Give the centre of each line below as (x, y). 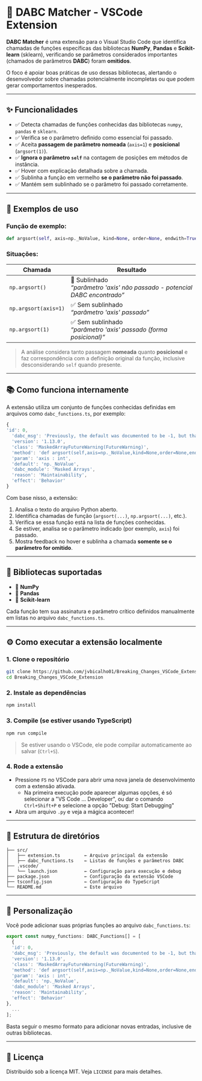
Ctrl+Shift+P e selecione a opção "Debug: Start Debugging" (99, 805)
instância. (27, 164)
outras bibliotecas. (29, 1033)
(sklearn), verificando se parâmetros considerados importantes (99, 54)
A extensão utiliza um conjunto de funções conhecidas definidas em (91, 407)
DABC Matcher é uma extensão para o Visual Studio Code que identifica (96, 42)
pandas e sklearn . (36, 131)
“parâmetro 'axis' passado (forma (119, 329)
